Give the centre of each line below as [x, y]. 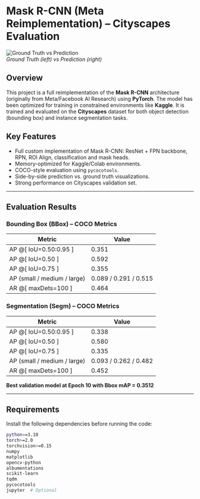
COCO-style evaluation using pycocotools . [67, 170]
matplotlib [20, 457]
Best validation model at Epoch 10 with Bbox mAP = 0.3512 [80, 385]
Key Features [31, 136]
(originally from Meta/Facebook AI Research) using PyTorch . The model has [99, 98]
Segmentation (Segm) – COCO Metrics [63, 306]
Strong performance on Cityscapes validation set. [76, 183]
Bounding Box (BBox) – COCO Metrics [62, 224]
